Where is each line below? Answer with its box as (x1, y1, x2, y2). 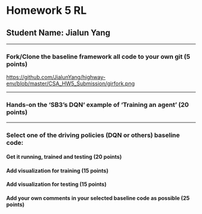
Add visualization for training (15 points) (6, 167, 109, 174)
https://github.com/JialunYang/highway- (6, 73, 106, 81)
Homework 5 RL (6, 4, 87, 17)
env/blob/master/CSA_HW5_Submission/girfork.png (6, 80, 135, 87)
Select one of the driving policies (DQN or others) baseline (6, 130, 180, 139)
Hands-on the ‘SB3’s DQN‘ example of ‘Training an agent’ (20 (6, 100, 189, 109)
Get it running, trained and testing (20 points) (6, 153, 122, 160)
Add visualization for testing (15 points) (6, 181, 107, 188)
